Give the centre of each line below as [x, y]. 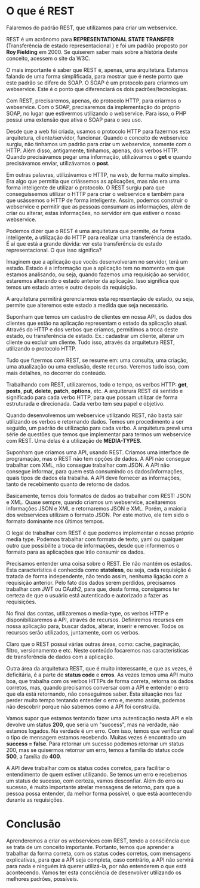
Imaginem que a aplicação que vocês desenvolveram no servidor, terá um [97, 261]
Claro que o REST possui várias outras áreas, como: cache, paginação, [93, 644]
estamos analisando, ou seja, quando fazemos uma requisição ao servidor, [98, 274]
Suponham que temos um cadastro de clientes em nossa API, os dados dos [99, 316]
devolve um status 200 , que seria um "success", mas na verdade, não [93, 724]
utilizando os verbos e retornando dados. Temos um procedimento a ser [95, 421]
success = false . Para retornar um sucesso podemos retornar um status [95, 744]
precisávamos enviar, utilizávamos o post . [58, 163]
